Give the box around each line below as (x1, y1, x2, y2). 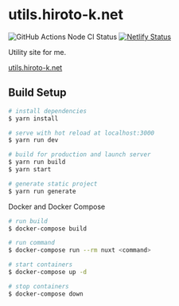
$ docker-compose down (8, 289, 84, 298)
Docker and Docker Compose (8, 202, 106, 211)
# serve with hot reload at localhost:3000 (8, 129, 155, 137)
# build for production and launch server (8, 151, 151, 159)
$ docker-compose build (8, 225, 88, 233)
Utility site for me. (8, 47, 66, 57)
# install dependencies (8, 107, 88, 115)
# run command (8, 239, 56, 247)
